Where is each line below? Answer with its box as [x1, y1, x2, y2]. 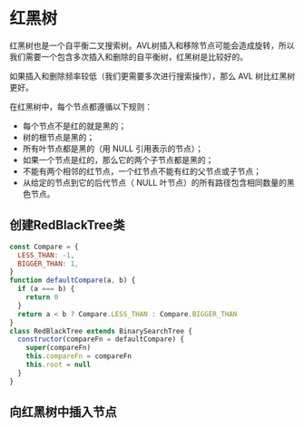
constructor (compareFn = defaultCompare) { [17, 335, 184, 345]
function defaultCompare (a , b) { [9, 276, 136, 286]
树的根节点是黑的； [22, 131, 95, 142]
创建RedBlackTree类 [9, 218, 125, 233]
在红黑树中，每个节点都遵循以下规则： [9, 101, 152, 112]
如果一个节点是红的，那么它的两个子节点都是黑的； [22, 154, 214, 165]
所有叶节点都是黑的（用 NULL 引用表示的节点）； [22, 142, 204, 154]
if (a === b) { [17, 285, 75, 294]
